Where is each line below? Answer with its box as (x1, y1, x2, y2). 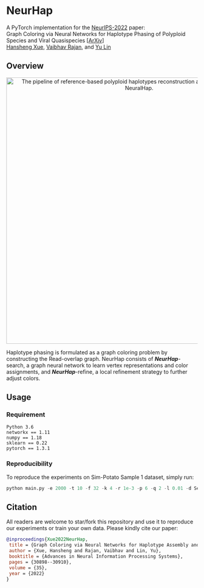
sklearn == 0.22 (6, 440, 47, 446)
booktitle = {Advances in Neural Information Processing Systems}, (8, 553, 183, 560)
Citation (6, 502, 38, 512)
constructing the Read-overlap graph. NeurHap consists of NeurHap (6, 355, 178, 362)
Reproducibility (6, 460, 53, 468)
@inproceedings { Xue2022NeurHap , (6, 536, 88, 542)
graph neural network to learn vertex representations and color (30, 362, 188, 369)
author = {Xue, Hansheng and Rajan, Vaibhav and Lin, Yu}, (8, 548, 162, 554)
